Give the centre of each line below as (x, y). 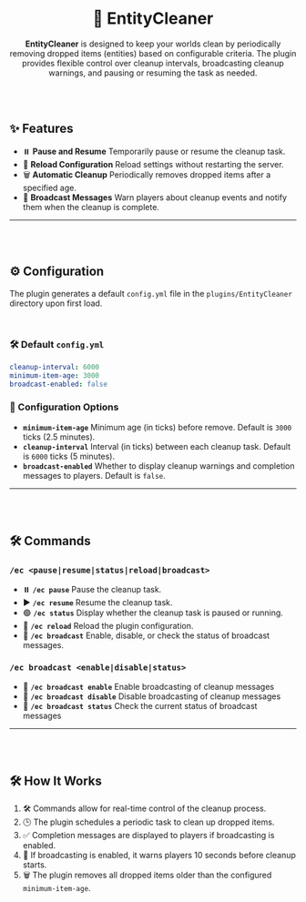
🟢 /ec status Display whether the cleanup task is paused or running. (153, 613)
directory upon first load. (56, 303)
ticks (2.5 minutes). (59, 437)
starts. (35, 865)
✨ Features (41, 129)
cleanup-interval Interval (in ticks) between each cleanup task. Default (157, 446)
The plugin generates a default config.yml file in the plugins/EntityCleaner (151, 293)
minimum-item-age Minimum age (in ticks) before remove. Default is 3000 (157, 427)
